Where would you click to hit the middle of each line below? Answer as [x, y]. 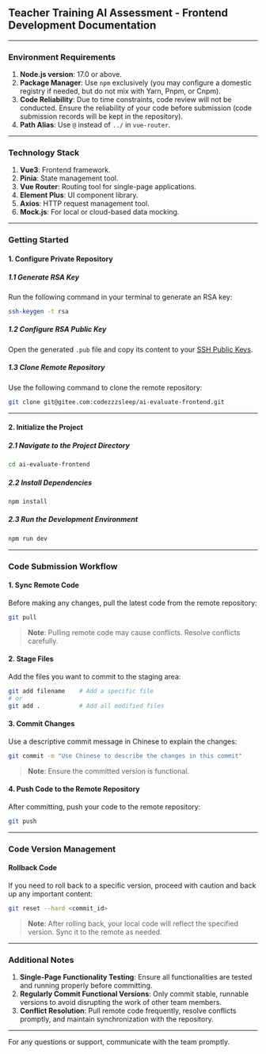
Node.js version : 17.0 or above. [71, 74]
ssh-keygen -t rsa [38, 311]
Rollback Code [33, 868]
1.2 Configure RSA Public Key [57, 329]
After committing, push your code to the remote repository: [104, 806]
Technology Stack [44, 153]
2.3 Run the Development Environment [73, 519]
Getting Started [38, 240]
